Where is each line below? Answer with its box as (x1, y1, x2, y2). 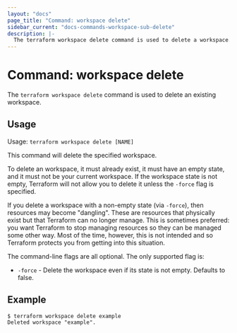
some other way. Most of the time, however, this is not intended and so (7, 230, 214, 239)
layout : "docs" (7, 10, 52, 18)
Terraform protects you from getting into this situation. (7, 238, 166, 247)
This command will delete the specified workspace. (7, 151, 157, 159)
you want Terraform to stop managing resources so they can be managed (7, 223, 221, 232)
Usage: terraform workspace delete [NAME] (7, 137, 134, 146)
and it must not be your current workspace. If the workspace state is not (7, 172, 218, 180)
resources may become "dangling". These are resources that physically (7, 208, 215, 216)
